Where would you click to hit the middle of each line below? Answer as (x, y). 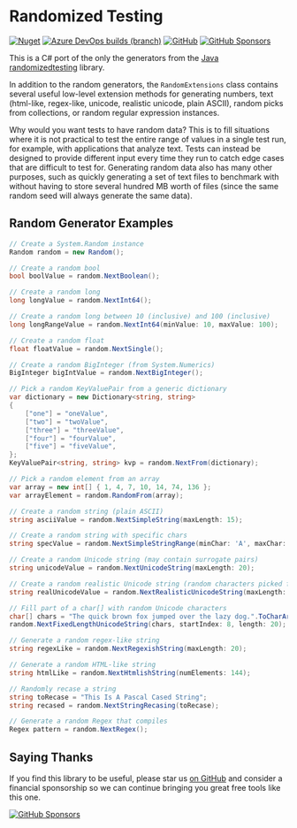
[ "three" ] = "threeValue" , (75, 430)
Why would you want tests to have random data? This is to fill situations (139, 129)
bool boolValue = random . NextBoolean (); (85, 276)
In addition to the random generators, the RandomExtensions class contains (144, 84)
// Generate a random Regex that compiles (88, 721)
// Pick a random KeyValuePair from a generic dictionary (118, 389)
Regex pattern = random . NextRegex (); (79, 730)
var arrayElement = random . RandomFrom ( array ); (96, 495)
